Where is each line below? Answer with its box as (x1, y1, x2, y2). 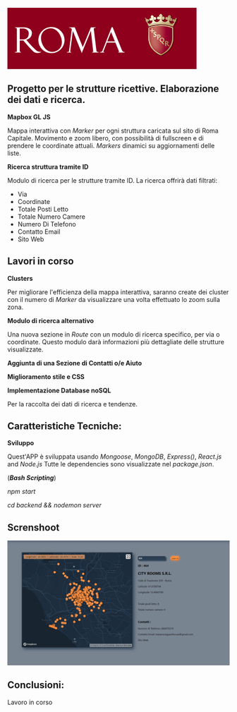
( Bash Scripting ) (7, 473, 56, 482)
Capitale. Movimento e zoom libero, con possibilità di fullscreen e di (7, 133, 205, 142)
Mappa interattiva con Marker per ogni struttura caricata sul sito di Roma (7, 126, 219, 135)
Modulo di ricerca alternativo (7, 316, 94, 325)
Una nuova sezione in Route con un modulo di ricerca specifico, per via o (7, 330, 220, 339)
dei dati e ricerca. (7, 94, 86, 106)
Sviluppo (7, 439, 35, 447)
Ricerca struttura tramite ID (7, 162, 89, 171)
